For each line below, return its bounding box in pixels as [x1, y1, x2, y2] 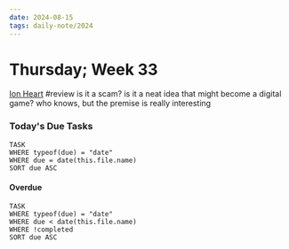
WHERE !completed [9, 225, 74, 234]
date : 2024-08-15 [9, 12, 74, 22]
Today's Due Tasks [9, 121, 93, 133]
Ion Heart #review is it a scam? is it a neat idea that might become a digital [9, 89, 282, 99]
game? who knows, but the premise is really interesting [9, 98, 212, 109]
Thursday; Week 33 [9, 59, 158, 80]
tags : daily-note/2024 [9, 21, 93, 30]
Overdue [9, 183, 43, 193]
